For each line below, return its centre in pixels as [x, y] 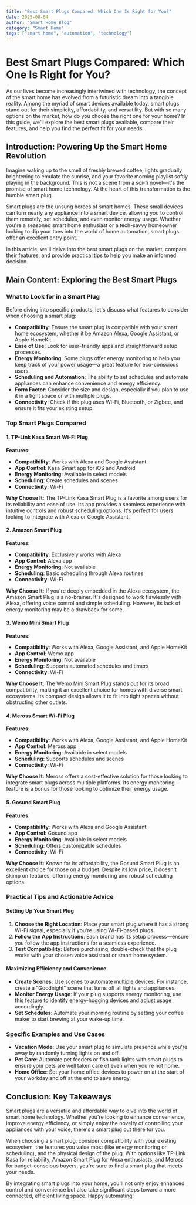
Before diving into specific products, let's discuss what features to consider [97, 309]
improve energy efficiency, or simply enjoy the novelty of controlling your [94, 1123]
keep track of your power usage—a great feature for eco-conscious [97, 364]
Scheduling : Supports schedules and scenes [69, 759]
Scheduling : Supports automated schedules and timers [82, 666]
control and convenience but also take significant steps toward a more [91, 1189]
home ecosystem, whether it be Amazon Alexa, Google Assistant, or [97, 333]
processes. [28, 352]
